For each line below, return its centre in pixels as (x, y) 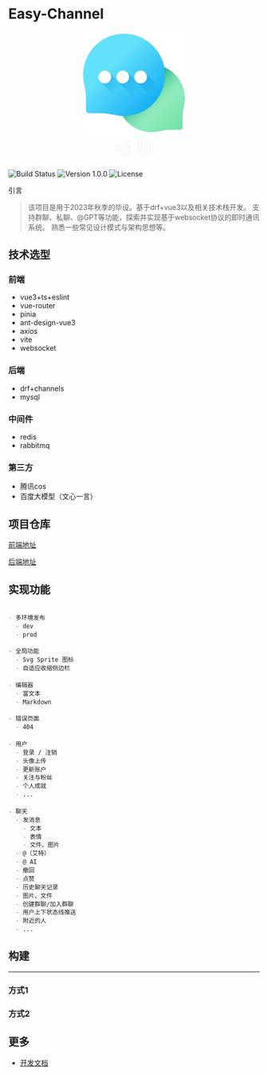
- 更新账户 (31, 769)
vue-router (37, 306)
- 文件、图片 (41, 845)
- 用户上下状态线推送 (46, 912)
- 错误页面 (24, 719)
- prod (26, 635)
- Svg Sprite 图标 (45, 660)
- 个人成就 (31, 786)
